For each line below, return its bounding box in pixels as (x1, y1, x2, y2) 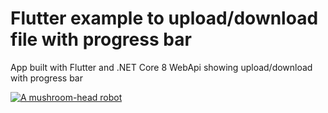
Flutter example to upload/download (10, 7, 319, 30)
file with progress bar (10, 28, 192, 51)
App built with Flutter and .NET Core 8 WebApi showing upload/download (10, 61, 313, 73)
